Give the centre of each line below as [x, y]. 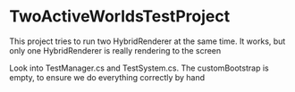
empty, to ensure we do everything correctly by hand [107, 77]
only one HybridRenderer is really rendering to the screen [115, 50]
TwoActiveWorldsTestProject [120, 17]
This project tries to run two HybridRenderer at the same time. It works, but [147, 41]
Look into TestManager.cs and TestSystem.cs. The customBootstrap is [139, 68]
